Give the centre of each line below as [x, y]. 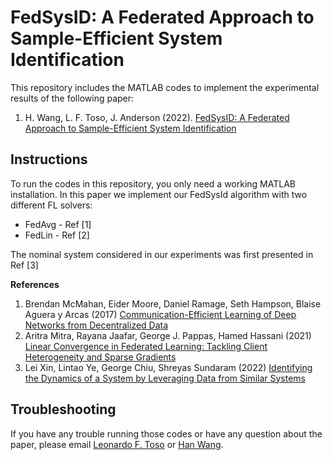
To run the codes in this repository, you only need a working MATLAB [153, 183]
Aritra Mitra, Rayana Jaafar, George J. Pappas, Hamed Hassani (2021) [168, 335]
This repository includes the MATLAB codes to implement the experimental [165, 87]
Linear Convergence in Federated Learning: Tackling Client [146, 346]
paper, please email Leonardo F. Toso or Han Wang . [117, 444]
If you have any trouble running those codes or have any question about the [166, 433]
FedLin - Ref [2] [57, 235]
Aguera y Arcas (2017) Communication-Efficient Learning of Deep [160, 314]
